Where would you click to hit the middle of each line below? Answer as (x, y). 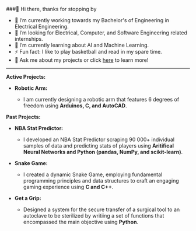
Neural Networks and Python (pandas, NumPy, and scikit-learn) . (103, 152)
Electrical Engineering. (41, 27)
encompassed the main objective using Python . (81, 222)
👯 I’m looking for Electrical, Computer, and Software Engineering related (101, 33)
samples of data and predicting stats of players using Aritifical (98, 146)
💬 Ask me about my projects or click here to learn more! (81, 60)
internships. (29, 39)
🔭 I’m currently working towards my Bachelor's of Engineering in (92, 20)
